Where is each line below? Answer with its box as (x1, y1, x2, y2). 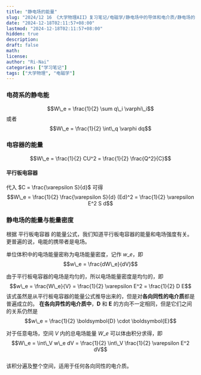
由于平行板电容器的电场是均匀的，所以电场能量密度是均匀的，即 (6, 273, 163, 280)
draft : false (6, 43, 39, 49)
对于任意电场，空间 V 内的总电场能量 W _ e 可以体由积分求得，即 (6, 330, 163, 337)
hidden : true (6, 31, 39, 37)
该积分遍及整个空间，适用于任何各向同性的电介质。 (6, 362, 132, 370)
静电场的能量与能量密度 (6, 216, 74, 224)
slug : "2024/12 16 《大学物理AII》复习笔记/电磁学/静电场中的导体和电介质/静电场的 (6, 14, 196, 20)
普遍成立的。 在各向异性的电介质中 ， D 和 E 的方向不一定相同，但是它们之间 (6, 300, 193, 307)
